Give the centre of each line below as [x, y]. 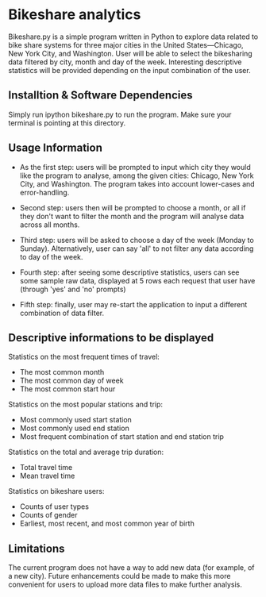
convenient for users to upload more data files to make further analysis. [125, 584]
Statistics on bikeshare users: [56, 491]
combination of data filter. [62, 313]
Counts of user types [54, 506]
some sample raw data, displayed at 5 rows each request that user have [137, 280]
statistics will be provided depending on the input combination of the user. [130, 70]
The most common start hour [67, 389]
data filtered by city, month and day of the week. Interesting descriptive [125, 62]
